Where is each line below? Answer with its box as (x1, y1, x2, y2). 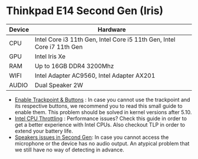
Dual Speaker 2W (34, 81, 84, 89)
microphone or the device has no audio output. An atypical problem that (14, 140, 190, 147)
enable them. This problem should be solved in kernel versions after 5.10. (14, 108, 192, 115)
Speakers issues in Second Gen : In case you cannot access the (14, 134, 169, 141)
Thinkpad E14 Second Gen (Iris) (6, 4, 164, 18)
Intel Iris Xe (34, 52, 66, 60)
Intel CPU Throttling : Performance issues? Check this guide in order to (14, 115, 187, 122)
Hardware (97, 25, 126, 34)
